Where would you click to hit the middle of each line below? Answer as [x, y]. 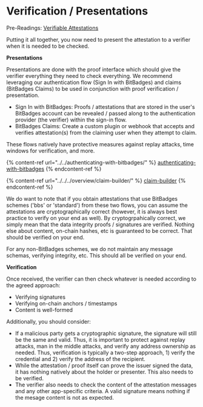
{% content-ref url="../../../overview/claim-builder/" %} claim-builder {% [96, 180]
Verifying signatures [40, 297]
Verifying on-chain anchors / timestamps [66, 303]
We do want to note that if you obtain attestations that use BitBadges [92, 198]
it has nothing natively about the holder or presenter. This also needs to [104, 372]
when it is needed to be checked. [48, 46]
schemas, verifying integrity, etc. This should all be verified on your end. [96, 255]
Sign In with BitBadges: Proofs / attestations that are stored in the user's [105, 106]
